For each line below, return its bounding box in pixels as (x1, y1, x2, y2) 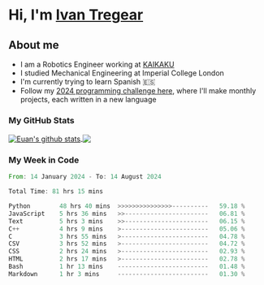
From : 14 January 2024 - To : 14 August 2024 (8, 173, 162, 181)
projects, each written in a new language (19, 95, 157, 104)
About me (8, 38, 59, 52)
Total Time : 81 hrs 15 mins (8, 188, 104, 196)
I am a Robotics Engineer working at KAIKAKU (19, 59, 175, 69)
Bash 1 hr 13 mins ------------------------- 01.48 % (8, 262, 245, 271)
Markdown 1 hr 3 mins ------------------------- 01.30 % (8, 270, 245, 278)
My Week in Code (8, 154, 80, 166)
